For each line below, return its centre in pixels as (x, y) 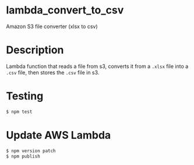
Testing (25, 96)
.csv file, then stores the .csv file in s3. (53, 72)
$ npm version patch (31, 151)
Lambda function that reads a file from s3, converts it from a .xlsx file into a (97, 66)
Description (35, 50)
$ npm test (19, 112)
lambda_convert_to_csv (65, 10)
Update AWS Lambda (59, 135)
